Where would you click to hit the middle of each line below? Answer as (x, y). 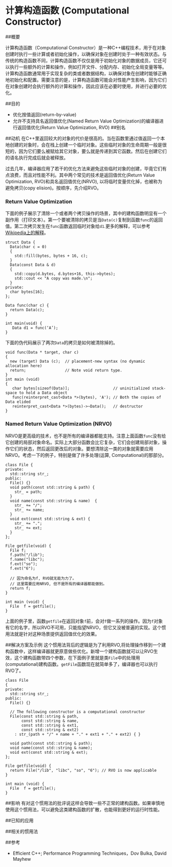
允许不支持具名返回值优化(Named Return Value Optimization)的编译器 (86, 121)
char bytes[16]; (27, 292)
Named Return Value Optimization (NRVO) (59, 424)
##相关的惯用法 (22, 831)
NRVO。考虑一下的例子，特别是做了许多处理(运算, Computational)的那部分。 (86, 455)
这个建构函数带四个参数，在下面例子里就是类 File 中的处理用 (77, 658)
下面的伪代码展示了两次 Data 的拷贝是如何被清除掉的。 (61, 343)
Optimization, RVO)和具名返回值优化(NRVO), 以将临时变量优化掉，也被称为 (84, 181)
